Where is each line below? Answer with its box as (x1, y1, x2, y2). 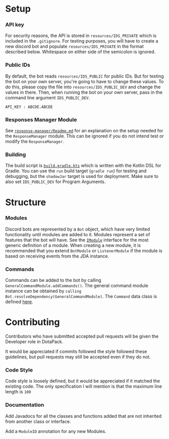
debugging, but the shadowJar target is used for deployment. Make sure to (5, 173, 159, 179)
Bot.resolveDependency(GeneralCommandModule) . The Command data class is (5, 294, 157, 300)
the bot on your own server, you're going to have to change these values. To (5, 78, 164, 84)
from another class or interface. (5, 418, 71, 424)
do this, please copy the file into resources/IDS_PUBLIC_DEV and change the (5, 84, 161, 90)
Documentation (5, 401, 44, 409)
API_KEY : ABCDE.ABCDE (5, 104, 53, 109)
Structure (5, 196, 46, 208)
